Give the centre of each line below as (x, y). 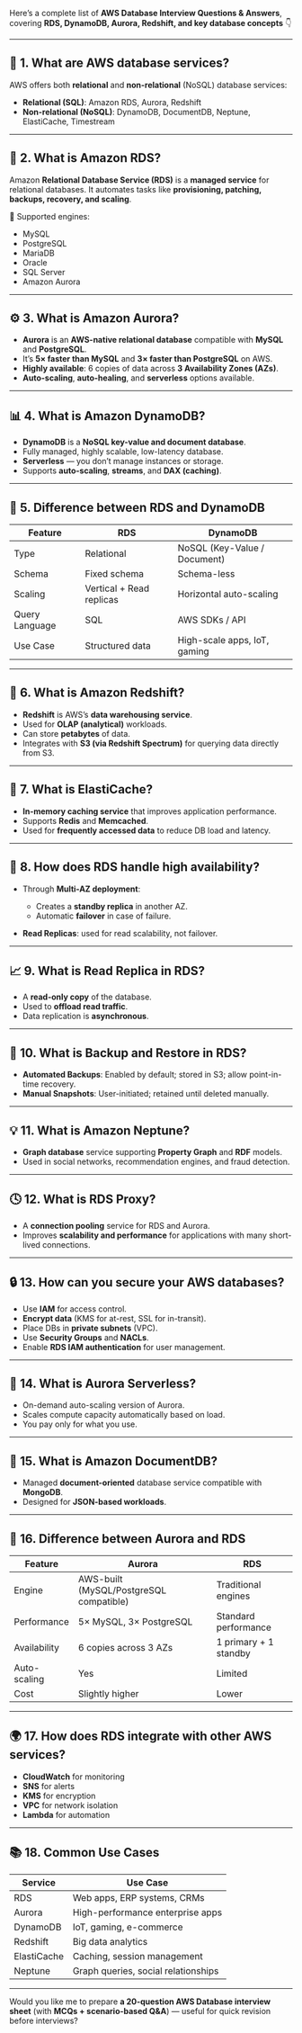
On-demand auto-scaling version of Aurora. (103, 1405)
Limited (232, 1674)
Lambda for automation (66, 1814)
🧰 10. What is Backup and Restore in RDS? (128, 1053)
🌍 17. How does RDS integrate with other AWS (141, 1737)
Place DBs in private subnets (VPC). (90, 1328)
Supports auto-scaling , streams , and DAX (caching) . (122, 470)
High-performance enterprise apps (147, 1912)
